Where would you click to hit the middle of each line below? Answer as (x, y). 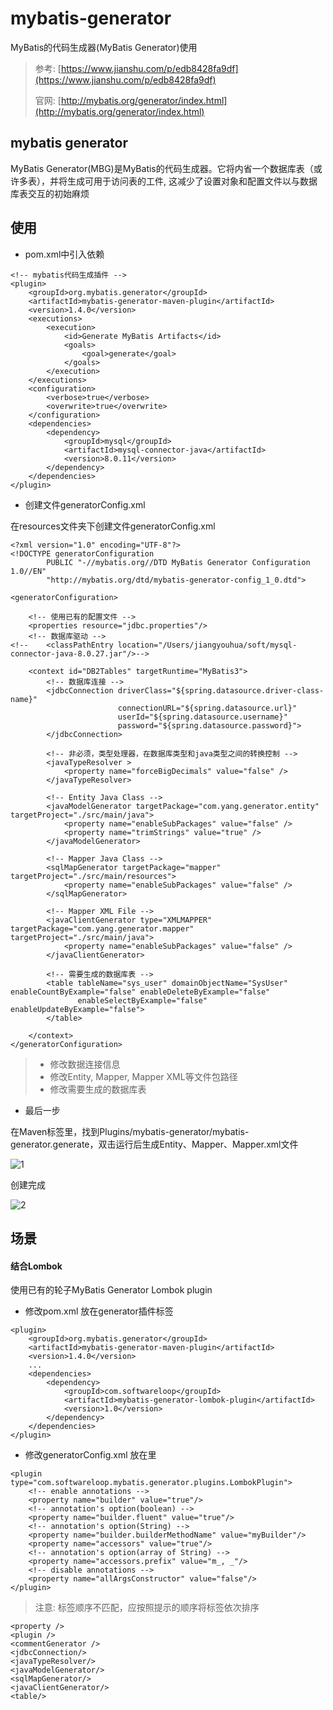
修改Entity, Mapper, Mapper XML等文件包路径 (143, 1076)
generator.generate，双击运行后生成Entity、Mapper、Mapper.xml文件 (154, 1144)
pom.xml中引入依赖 (64, 254)
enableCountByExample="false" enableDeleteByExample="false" (140, 992)
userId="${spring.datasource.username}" (202, 717)
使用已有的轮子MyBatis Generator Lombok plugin (111, 1290)
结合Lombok (36, 1266)
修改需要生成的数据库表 (98, 1089)
